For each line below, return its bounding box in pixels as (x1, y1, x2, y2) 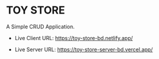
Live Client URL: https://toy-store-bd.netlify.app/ (14, 34, 133, 41)
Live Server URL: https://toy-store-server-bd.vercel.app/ (14, 45, 153, 53)
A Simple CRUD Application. (6, 23, 75, 30)
